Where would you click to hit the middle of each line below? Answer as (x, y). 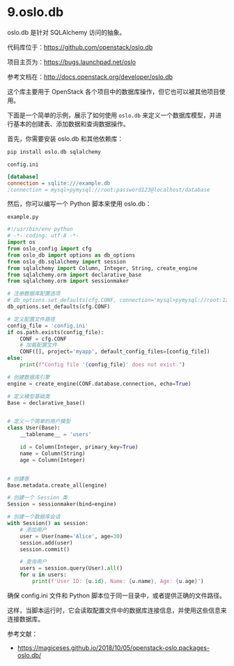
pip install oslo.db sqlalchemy (54, 152)
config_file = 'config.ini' (48, 326)
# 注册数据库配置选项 (34, 294)
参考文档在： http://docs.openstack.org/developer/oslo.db (90, 77)
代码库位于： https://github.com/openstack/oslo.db (80, 47)
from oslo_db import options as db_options (71, 255)
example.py (23, 217)
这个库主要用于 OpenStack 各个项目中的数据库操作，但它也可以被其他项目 (113, 91)
